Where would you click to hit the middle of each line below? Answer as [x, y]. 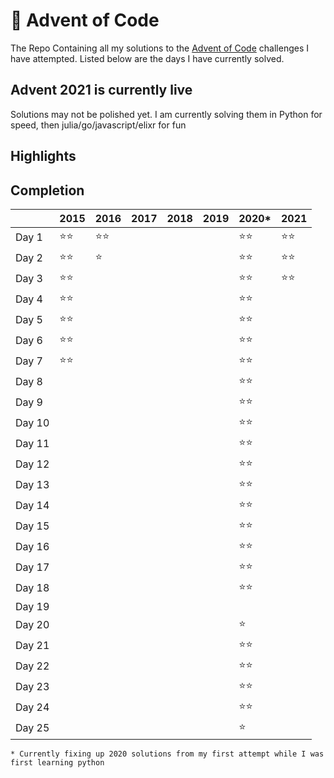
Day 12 [32, 464]
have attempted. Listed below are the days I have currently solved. [147, 58]
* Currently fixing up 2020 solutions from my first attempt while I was [167, 754]
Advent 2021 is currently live [101, 90]
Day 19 [32, 606]
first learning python [57, 762]
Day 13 [32, 485]
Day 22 [32, 666]
